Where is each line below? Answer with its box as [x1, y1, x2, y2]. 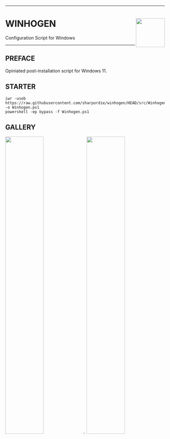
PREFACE [5, 54, 35, 63]
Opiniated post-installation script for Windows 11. [5, 67, 107, 74]
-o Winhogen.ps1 [5, 105, 39, 110]
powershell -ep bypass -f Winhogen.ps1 [5, 109, 90, 114]
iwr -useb [5, 96, 26, 101]
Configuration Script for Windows [5, 35, 75, 41]
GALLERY [5, 123, 36, 131]
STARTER [5, 82, 36, 91]
